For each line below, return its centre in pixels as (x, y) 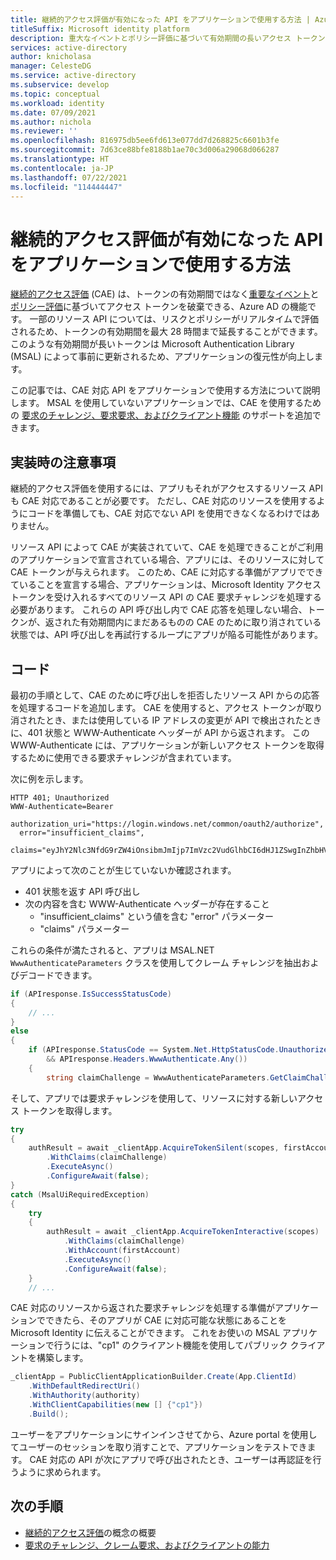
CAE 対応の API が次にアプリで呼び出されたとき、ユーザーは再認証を (171, 1459)
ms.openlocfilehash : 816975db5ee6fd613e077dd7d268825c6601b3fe (145, 141)
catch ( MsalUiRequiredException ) (80, 1194)
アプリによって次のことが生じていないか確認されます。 (123, 870)
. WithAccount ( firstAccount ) (122, 1251)
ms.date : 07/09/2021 (53, 112)
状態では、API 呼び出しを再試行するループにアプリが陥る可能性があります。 (167, 635)
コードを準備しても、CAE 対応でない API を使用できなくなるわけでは (169, 513)
